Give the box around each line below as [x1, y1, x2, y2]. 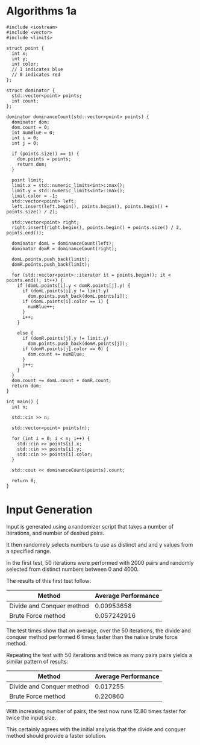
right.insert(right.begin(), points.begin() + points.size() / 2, [11, 224, 182, 230]
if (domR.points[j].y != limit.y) [22, 335, 110, 341]
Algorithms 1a [6, 4, 77, 18]
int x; [11, 50, 28, 57]
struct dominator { [6, 87, 55, 93]
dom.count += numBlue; [28, 351, 85, 357]
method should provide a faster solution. [6, 732, 107, 739]
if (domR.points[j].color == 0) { [22, 345, 110, 352]
